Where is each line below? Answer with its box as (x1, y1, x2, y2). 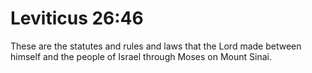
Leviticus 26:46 (10, 7, 144, 30)
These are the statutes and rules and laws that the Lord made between (10, 40, 302, 52)
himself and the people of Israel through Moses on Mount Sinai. (10, 50, 273, 62)
